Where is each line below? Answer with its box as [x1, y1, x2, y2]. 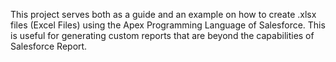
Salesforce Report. [10, 40, 88, 52]
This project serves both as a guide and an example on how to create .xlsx [10, 9, 317, 20]
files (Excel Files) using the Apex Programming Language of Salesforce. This [10, 19, 326, 31]
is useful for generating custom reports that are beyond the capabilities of [10, 30, 315, 41]
